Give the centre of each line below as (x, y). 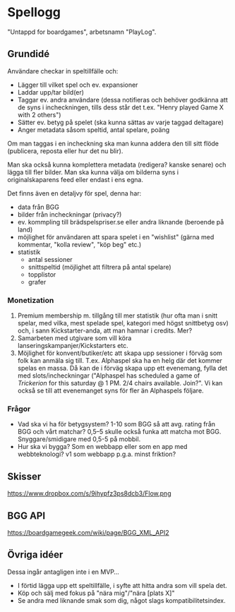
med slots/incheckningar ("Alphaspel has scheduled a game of (109, 376)
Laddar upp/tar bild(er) (51, 92)
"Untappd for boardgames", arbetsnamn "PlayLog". (82, 32)
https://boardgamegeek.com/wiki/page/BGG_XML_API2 (88, 532)
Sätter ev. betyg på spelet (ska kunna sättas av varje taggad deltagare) (121, 122)
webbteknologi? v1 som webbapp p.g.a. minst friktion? (97, 454)
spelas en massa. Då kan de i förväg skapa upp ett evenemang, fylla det (122, 368)
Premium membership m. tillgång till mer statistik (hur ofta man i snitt (117, 316)
